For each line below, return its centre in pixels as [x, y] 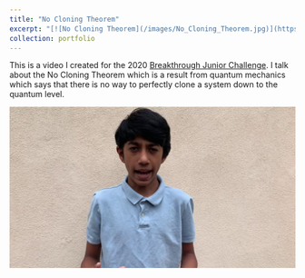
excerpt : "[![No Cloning [56, 29]
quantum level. [37, 94]
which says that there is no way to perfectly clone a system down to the [144, 84]
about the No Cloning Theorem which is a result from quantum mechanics [148, 75]
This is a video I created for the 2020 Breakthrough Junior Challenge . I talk [149, 65]
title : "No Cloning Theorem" [64, 19]
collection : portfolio [52, 38]
